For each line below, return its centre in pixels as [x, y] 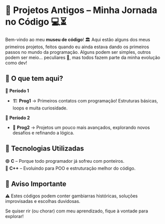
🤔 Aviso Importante [36, 184]
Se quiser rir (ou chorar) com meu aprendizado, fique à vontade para [77, 211]
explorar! [15, 216]
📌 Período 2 [18, 118]
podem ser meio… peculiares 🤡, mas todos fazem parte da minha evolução [83, 57]
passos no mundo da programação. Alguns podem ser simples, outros [78, 52]
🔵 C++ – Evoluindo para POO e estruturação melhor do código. [70, 168]
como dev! [16, 63]
